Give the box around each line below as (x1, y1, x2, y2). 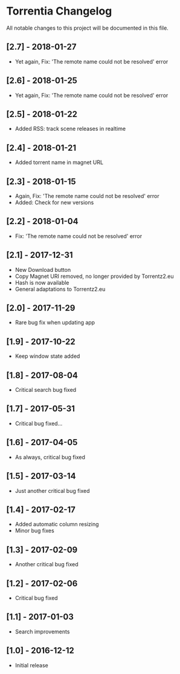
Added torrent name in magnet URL (14, 159, 104, 166)
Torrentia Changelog (6, 4, 112, 18)
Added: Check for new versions (14, 199, 94, 206)
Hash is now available (14, 279, 69, 286)
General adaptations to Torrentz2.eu (14, 285, 106, 292)
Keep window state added (14, 352, 80, 360)
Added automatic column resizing (14, 521, 99, 528)
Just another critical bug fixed (14, 487, 90, 494)
